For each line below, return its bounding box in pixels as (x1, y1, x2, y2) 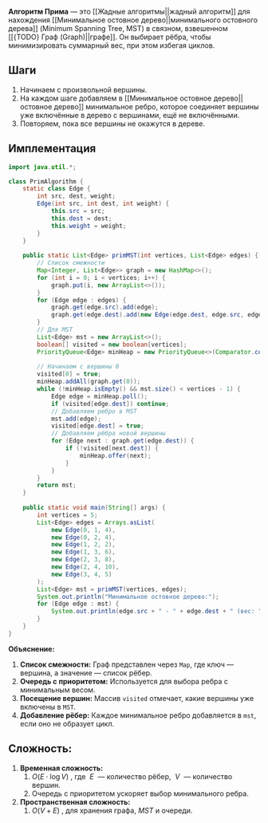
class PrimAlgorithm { (8, 177, 84, 186)
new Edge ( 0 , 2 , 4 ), (50, 534, 116, 541)
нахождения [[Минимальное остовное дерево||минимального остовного (8, 15, 258, 25)
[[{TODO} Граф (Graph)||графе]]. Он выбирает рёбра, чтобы (8, 32, 211, 41)
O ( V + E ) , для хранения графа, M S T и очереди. (31, 805, 193, 815)
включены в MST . (19, 702, 77, 711)
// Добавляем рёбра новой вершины (50, 430, 166, 438)
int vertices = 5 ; (37, 510, 98, 519)
